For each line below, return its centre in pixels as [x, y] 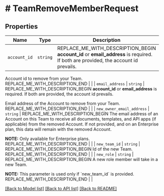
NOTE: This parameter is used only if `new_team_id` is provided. [70, 174]
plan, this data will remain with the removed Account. [58, 129]
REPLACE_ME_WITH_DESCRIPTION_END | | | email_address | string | [75, 84]
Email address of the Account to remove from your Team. [63, 103]
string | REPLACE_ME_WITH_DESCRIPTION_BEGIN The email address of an [82, 114]
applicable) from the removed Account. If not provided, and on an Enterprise [82, 124]
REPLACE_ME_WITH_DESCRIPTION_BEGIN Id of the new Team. [69, 149]
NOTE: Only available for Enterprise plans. [48, 139]
